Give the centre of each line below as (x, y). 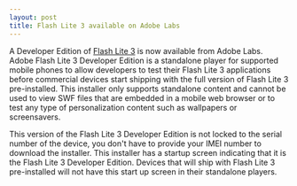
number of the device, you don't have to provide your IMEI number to (135, 143)
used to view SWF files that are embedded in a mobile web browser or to (142, 97)
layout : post (33, 17)
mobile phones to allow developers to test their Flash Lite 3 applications (140, 70)
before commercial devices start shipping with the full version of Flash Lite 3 (149, 79)
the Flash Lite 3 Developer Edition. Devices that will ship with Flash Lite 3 (142, 162)
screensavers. (35, 117)
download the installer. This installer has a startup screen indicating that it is (148, 152)
